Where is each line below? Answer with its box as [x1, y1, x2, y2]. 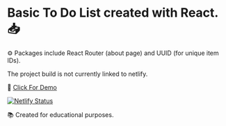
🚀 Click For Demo [7, 83, 57, 91]
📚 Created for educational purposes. [7, 110, 114, 119]
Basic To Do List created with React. [7, 5, 219, 21]
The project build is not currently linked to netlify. [7, 70, 148, 78]
